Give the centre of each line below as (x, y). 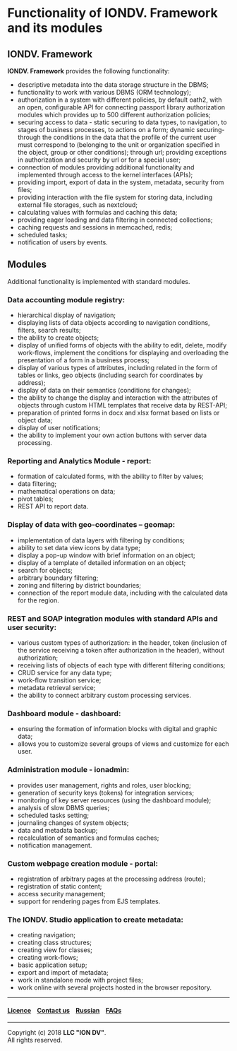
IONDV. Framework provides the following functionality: (89, 71)
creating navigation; (47, 935)
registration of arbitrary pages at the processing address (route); (111, 879)
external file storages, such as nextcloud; (78, 205)
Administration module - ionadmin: (68, 770)
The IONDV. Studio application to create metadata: (95, 920)
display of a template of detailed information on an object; (102, 562)
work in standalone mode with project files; (80, 980)
